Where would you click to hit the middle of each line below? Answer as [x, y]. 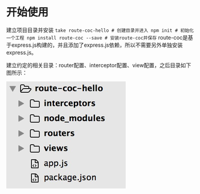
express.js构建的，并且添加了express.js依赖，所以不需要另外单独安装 [97, 45]
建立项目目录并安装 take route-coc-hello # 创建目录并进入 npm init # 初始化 [100, 30]
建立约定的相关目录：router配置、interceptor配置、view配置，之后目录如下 [99, 65]
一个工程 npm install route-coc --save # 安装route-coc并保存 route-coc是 [97, 37]
